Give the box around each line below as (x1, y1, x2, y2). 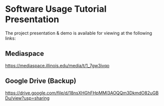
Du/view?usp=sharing (5, 95, 50, 101)
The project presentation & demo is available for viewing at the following (5, 30, 152, 36)
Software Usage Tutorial (5, 3, 107, 15)
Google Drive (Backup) (5, 77, 77, 85)
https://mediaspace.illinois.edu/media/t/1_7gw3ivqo (5, 62, 110, 68)
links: (5, 35, 16, 41)
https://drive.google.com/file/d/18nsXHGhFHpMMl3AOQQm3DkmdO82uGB (5, 90, 159, 96)
